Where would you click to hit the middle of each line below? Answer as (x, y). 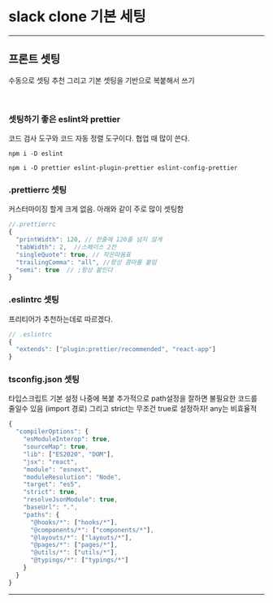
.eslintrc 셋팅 (34, 300)
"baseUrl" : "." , (51, 508)
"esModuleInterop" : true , (67, 440)
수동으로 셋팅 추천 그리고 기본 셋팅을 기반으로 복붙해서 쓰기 (102, 80)
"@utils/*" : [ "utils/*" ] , (74, 553)
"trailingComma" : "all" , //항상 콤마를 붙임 (86, 262)
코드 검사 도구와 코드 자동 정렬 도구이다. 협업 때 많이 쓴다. (99, 138)
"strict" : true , (51, 492)
